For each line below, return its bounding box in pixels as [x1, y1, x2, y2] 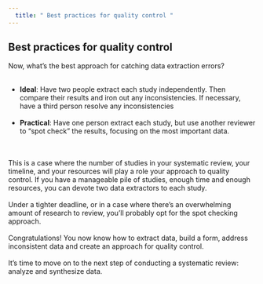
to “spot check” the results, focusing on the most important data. [19, 126, 230, 136]
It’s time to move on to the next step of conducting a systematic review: [8, 258, 239, 268]
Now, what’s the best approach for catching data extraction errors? [8, 61, 225, 71]
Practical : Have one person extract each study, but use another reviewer [19, 118, 256, 128]
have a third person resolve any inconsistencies [19, 101, 174, 111]
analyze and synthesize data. [8, 267, 103, 276]
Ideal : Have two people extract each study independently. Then [19, 85, 226, 94]
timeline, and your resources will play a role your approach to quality [8, 166, 230, 177]
